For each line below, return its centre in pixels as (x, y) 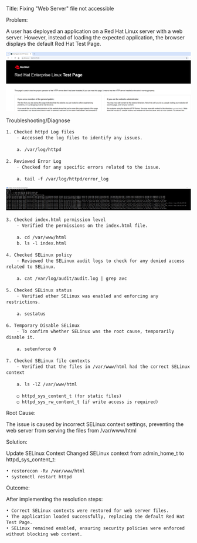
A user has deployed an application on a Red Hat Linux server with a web (94, 31)
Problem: (17, 20)
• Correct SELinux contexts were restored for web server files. (87, 511)
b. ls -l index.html (42, 243)
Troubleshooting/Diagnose (38, 120)
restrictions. (23, 302)
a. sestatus (31, 314)
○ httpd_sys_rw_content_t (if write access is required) (88, 402)
